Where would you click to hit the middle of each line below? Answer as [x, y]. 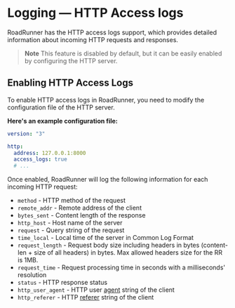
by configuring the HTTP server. [71, 60]
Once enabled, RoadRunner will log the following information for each [108, 180]
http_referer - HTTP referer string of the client [86, 297]
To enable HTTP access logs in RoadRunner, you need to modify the [106, 100]
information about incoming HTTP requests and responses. [93, 39]
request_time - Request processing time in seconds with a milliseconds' [121, 267]
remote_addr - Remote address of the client [80, 208]
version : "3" [26, 134]
